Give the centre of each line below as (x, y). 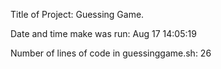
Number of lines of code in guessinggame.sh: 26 (111, 53)
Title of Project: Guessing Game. (77, 14)
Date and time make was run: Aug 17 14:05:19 (103, 33)
